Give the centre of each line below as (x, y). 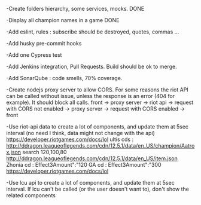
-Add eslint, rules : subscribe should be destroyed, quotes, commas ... (93, 32)
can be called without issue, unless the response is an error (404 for (91, 96)
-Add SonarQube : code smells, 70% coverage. (64, 78)
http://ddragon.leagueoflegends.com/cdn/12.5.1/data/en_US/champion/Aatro (100, 146)
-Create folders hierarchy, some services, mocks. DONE (75, 9)
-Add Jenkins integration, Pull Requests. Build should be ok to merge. (92, 66)
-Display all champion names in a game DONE (63, 20)
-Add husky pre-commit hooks (44, 43)
